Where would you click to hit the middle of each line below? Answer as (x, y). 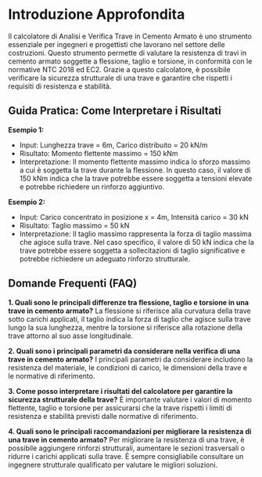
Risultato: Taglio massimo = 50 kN (74, 225)
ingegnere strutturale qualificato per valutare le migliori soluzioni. (113, 464)
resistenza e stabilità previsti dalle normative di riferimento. (103, 416)
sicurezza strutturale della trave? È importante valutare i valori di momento (130, 399)
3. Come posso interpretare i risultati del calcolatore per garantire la (120, 391)
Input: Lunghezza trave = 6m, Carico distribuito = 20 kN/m (114, 145)
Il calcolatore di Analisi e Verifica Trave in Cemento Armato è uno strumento (130, 36)
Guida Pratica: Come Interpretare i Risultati (115, 111)
